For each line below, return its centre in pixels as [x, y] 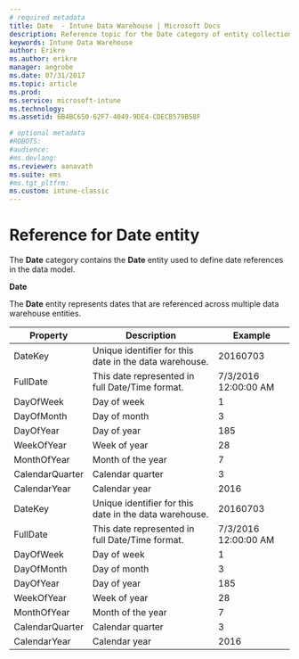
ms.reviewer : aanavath [51, 166]
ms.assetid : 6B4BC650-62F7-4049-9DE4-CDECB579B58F [105, 117]
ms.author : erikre [43, 59]
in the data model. [42, 269]
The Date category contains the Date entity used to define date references [146, 260]
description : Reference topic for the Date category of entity [129, 34]
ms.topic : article [43, 84]
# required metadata [48, 17]
